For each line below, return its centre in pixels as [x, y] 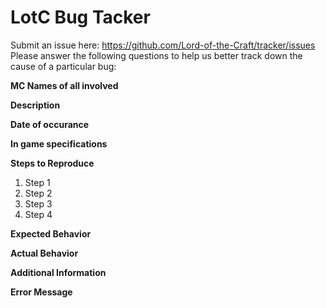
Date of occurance [50, 124]
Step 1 [37, 182]
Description [35, 105]
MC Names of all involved [64, 85]
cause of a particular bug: [63, 66]
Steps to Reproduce [52, 163]
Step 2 [38, 193]
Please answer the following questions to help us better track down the [156, 55]
